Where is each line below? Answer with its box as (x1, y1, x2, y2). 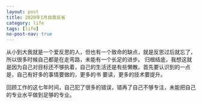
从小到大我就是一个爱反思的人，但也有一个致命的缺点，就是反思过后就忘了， (6, 49, 196, 56)
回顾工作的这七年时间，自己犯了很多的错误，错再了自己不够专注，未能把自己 (6, 84, 196, 91)
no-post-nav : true (6, 31, 52, 37)
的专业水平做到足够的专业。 (6, 91, 75, 99)
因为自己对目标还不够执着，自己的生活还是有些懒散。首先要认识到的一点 (11, 64, 191, 71)
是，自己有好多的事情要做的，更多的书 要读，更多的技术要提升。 (6, 71, 166, 78)
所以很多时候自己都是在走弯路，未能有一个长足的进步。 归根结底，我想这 (6, 56, 187, 63)
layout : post (6, 8, 39, 15)
